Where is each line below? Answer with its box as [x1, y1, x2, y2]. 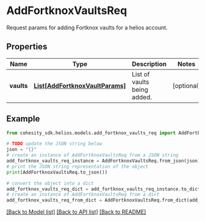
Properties [6, 42, 48, 52]
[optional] [172, 81, 201, 90]
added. [132, 93, 153, 101]
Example [6, 114, 40, 124]
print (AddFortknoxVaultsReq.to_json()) [6, 169, 108, 175]
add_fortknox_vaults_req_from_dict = [6, 197, 103, 203]
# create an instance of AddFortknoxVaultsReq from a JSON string [6, 152, 179, 159]
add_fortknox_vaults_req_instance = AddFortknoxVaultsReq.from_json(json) [6, 158, 201, 164]
